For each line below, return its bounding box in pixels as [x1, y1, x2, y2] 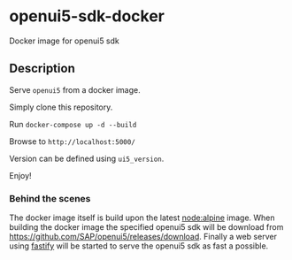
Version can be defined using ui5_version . [9, 153, 165, 164]
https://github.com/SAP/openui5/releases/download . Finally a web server [9, 232, 277, 242]
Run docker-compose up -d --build [9, 119, 137, 129]
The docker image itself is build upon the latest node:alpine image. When [9, 212, 276, 223]
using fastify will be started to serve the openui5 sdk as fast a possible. [9, 241, 269, 251]
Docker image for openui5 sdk [9, 35, 119, 46]
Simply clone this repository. [9, 102, 113, 112]
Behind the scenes [9, 192, 91, 204]
